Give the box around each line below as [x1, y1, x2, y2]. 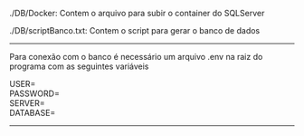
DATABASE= [9, 108, 56, 118]
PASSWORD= [9, 88, 61, 99]
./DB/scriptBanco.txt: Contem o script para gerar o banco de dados [9, 25, 261, 35]
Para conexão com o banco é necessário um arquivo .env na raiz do [9, 52, 263, 62]
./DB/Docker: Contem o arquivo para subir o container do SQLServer [9, 8, 265, 18]
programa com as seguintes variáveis [9, 61, 149, 72]
